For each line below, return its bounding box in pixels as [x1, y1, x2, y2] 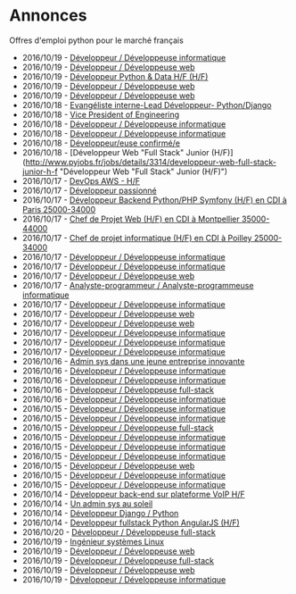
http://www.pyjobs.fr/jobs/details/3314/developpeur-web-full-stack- [25, 156, 276, 167]
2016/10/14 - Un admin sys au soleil [21, 498, 153, 509]
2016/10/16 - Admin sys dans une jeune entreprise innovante [21, 356, 245, 366]
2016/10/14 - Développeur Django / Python [21, 507, 179, 518]
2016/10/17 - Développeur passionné [21, 185, 158, 196]
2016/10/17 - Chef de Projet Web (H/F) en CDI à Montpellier [21, 213, 241, 224]
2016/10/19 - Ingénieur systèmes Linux [21, 536, 165, 547]
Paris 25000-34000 [21, 204, 96, 214]
